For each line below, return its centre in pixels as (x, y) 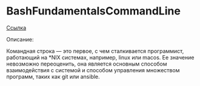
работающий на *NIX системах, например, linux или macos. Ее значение (100, 57)
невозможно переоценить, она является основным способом (87, 64)
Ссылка (16, 28)
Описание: (20, 39)
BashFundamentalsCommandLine (93, 11)
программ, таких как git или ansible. (53, 76)
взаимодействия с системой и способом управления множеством (93, 70)
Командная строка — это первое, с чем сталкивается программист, (95, 51)
